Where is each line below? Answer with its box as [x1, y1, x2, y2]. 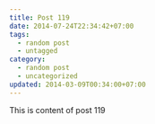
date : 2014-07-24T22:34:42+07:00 [9, 22, 134, 31]
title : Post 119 [9, 13, 70, 22]
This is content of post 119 [9, 104, 106, 115]
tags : [9, 30, 30, 39]
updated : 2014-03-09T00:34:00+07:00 [9, 80, 146, 89]
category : [9, 55, 47, 64]
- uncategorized [17, 72, 78, 81]
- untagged [17, 47, 58, 56]
